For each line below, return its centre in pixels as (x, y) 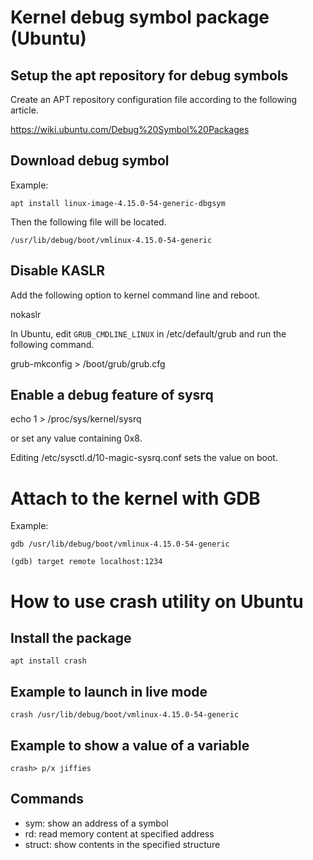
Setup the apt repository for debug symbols (149, 75)
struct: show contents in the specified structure (122, 844)
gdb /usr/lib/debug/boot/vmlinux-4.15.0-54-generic (120, 544)
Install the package (71, 637)
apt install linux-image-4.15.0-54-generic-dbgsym (118, 203)
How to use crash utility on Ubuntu (157, 601)
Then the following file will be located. (88, 222)
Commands (47, 799)
